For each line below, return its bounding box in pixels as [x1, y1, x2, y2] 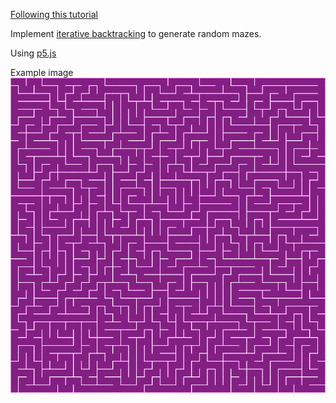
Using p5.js [10, 47, 57, 59]
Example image [10, 67, 74, 78]
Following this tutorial [10, 9, 98, 20]
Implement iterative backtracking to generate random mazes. [10, 28, 262, 39]
